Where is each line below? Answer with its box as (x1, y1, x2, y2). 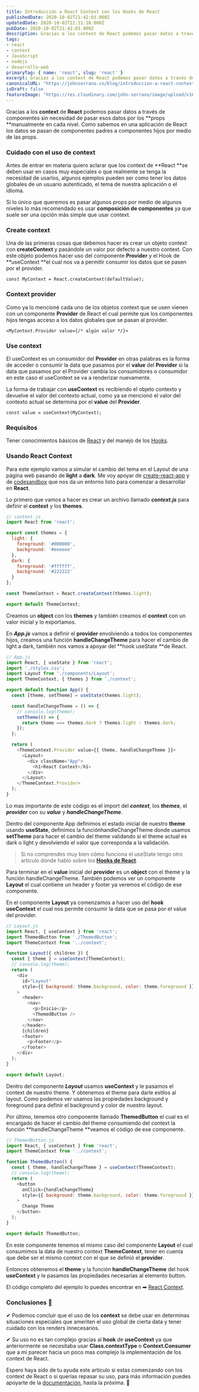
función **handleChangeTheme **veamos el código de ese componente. (6, 1125, 185, 1133)
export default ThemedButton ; (6, 1230, 81, 1237)
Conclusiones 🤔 (6, 1298, 52, 1306)
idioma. (6, 187, 24, 194)
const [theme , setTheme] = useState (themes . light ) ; (11, 693, 142, 699)
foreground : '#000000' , (17, 541, 76, 548)
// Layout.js (6, 923, 38, 929)
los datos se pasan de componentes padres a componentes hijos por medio (6, 127, 191, 134)
